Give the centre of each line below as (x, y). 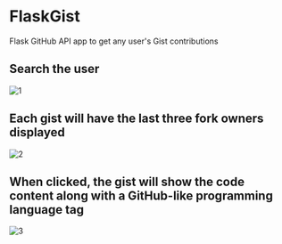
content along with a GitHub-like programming (141, 195)
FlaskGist (45, 16)
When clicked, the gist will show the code (127, 181)
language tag (47, 210)
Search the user (54, 69)
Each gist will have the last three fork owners (137, 119)
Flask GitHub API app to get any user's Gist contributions (114, 41)
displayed (37, 132)
